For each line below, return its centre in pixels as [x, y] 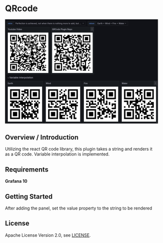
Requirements [27, 169]
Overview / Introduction [42, 137]
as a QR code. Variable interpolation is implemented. [57, 154]
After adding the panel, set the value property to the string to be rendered [79, 208]
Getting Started [29, 197]
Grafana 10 [16, 181]
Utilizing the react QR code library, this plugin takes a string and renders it [79, 149]
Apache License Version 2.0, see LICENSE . [48, 235]
